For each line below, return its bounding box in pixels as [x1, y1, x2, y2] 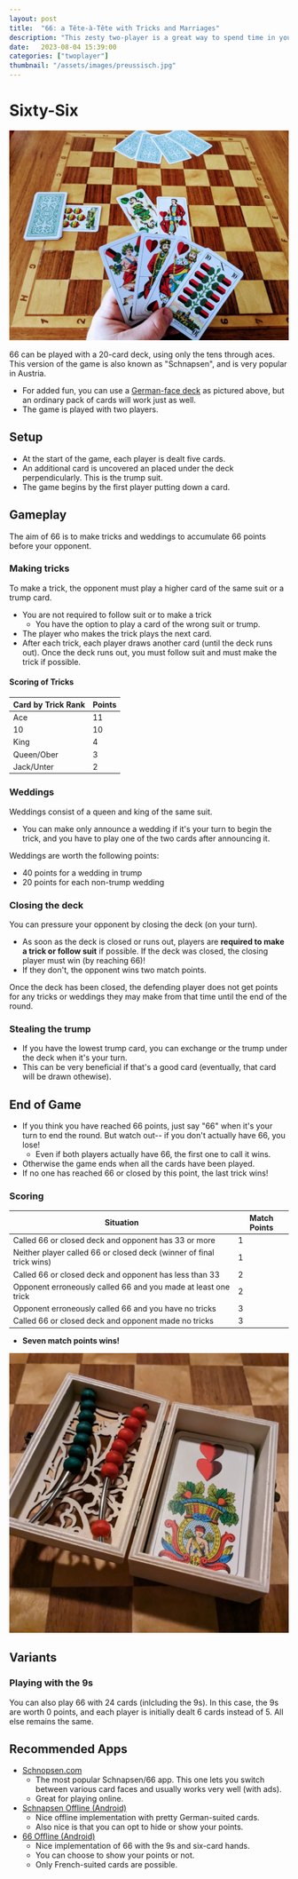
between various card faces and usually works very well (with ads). [35, 1784, 282, 1795]
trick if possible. [21, 656, 82, 667]
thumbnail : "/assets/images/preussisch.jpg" [9, 61, 176, 70]
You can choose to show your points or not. [35, 1850, 195, 1860]
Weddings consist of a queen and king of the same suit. [9, 806, 213, 817]
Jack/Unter [12, 761, 55, 772]
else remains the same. [9, 1716, 95, 1726]
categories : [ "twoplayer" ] [9, 52, 109, 61]
